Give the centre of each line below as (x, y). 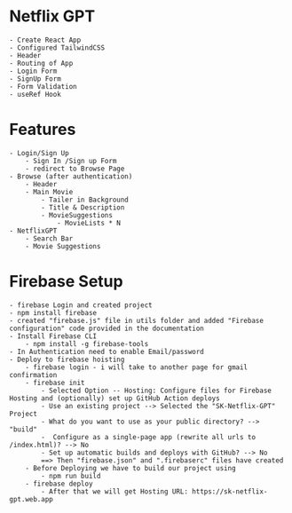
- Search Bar (49, 238)
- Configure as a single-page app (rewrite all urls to (148, 437)
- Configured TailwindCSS (57, 47)
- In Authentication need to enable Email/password (107, 351)
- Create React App (45, 40)
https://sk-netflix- (230, 491)
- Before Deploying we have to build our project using (131, 468)
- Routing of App (41, 63)
